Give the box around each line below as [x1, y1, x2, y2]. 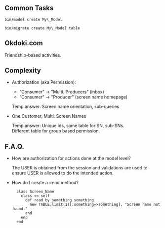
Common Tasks [4, 4, 54, 12]
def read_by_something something [25, 198, 94, 203]
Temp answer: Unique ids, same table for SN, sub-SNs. [11, 123, 124, 129]
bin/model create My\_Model [4, 17, 63, 22]
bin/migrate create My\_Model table [4, 26, 80, 31]
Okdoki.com [4, 39, 43, 47]
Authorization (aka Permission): [11, 79, 76, 85]
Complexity [4, 66, 41, 75]
